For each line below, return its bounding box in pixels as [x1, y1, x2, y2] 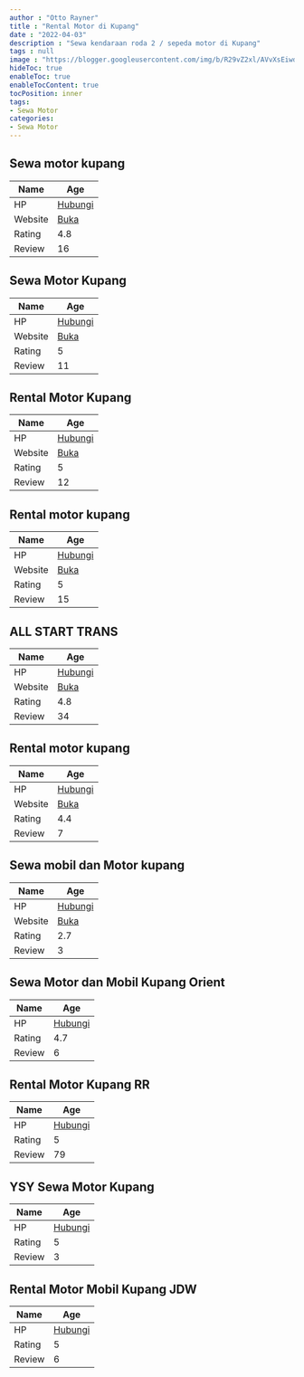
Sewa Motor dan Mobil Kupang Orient [9, 974, 225, 991]
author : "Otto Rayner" [9, 13, 100, 23]
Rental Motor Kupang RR [9, 1077, 151, 1092]
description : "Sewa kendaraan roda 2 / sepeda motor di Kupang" [9, 38, 261, 48]
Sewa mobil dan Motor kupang [9, 858, 185, 873]
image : [9, 55, 39, 64]
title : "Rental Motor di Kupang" [9, 22, 140, 31]
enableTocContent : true [9, 81, 100, 90]
